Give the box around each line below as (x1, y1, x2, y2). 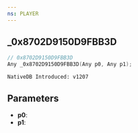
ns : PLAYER (7, 10, 39, 17)
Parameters (7, 92, 59, 104)
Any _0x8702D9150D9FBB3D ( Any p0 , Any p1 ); (7, 61, 132, 68)
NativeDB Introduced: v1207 (7, 74, 89, 81)
